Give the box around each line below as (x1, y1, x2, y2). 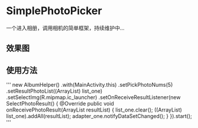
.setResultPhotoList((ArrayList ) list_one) (6, 87, 103, 95)
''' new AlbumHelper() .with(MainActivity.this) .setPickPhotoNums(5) (6, 81, 173, 88)
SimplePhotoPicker (6, 4, 102, 18)
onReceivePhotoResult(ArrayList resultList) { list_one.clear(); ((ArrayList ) (6, 106, 182, 113)
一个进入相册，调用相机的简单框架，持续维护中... (6, 24, 125, 31)
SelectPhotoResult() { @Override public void (6, 100, 114, 107)
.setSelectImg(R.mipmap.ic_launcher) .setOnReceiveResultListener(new (6, 94, 181, 101)
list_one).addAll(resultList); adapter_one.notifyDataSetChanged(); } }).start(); (6, 113, 192, 120)
